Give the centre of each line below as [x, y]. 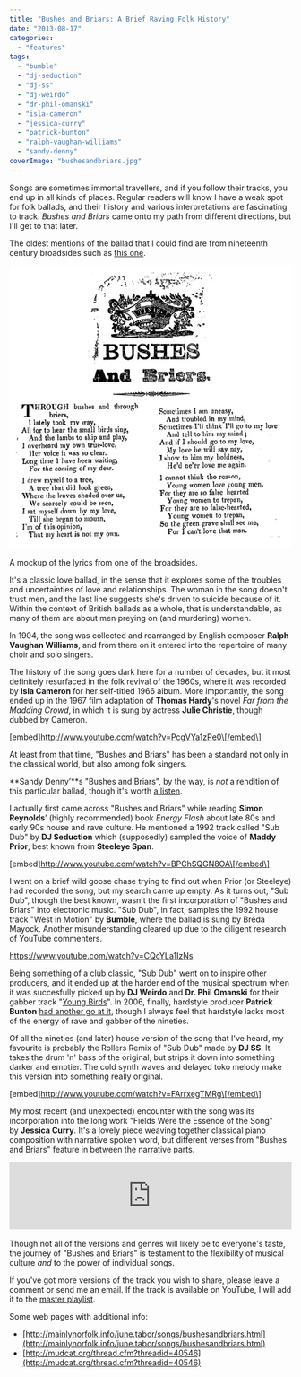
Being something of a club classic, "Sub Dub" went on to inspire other [138, 973]
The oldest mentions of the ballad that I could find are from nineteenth [139, 243]
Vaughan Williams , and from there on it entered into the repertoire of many [148, 645]
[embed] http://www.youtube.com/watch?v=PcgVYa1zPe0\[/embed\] [135, 737]
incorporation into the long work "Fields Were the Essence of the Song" [141, 1120]
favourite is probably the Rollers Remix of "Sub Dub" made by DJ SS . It [140, 1048]
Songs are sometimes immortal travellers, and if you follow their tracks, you [149, 188]
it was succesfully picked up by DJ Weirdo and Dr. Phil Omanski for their [144, 992]
